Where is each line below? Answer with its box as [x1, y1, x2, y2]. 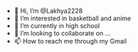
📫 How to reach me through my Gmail [14, 37, 127, 45]
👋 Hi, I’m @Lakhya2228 [14, 7, 83, 15]
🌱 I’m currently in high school [14, 22, 100, 30]
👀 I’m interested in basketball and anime [14, 14, 132, 22]
